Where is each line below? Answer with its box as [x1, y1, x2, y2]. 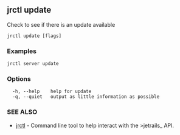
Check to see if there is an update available [7, 21, 116, 28]
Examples [7, 47, 37, 55]
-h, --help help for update [12, 88, 92, 95]
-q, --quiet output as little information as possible [12, 94, 160, 100]
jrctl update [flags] [7, 33, 62, 39]
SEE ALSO [7, 108, 38, 116]
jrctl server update [7, 61, 60, 67]
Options [7, 75, 31, 83]
